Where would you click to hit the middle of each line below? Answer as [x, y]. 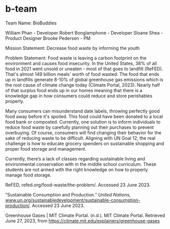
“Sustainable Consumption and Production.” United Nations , [68, 194]
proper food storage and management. [46, 149]
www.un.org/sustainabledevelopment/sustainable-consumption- [73, 200]
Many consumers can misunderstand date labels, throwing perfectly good [82, 111]
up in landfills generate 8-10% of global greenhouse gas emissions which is [84, 79]
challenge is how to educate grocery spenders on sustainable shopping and [84, 144]
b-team [21, 9]
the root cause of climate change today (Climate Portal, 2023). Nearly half [83, 85]
